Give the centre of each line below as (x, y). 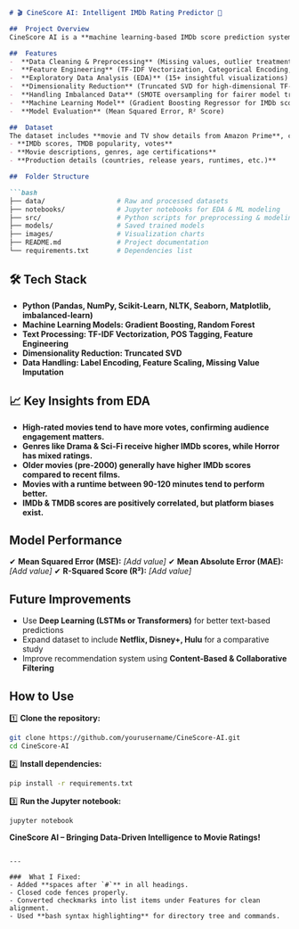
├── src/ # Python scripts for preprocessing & (135, 218)
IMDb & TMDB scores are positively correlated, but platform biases (148, 503)
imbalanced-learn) (57, 315)
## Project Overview (49, 29)
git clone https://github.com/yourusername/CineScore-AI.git (125, 737)
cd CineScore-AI (39, 746)
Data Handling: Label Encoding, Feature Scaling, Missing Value (141, 362)
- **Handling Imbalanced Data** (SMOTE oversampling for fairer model (145, 95)
